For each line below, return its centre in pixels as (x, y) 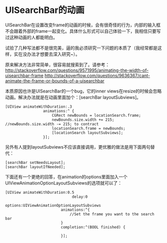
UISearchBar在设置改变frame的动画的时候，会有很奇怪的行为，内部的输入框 (83, 25)
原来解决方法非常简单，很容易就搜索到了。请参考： (57, 65)
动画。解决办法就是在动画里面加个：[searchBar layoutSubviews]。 (73, 97)
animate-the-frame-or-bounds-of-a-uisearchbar (55, 81)
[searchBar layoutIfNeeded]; (35, 167)
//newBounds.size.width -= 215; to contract (52, 124)
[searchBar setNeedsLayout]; (35, 162)
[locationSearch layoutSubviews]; (87, 133)
